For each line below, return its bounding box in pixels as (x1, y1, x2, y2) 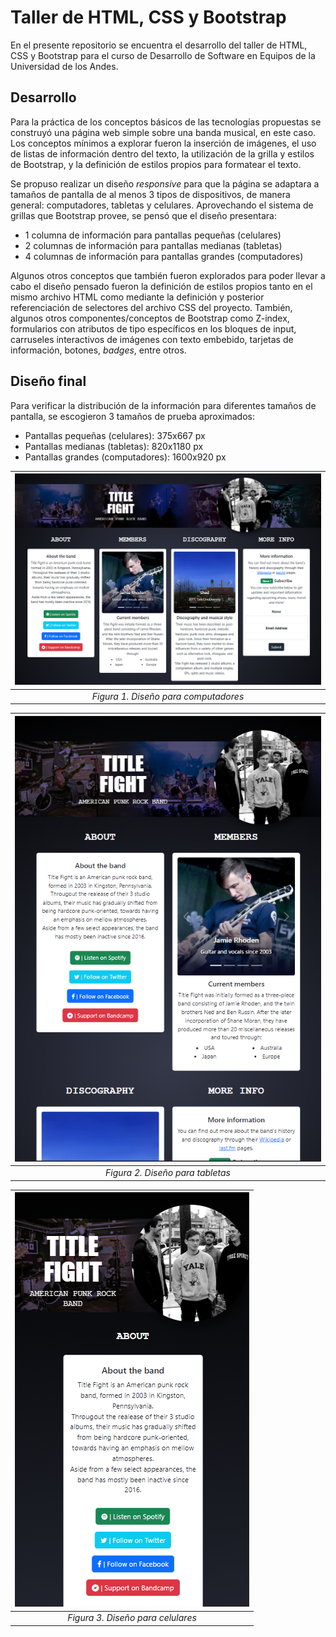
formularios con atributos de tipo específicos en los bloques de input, (10, 322, 297, 335)
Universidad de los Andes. (10, 60, 119, 72)
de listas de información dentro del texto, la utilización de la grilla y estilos (10, 147, 315, 160)
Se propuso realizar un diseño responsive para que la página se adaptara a (10, 177, 320, 190)
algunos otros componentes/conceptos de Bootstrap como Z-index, (10, 312, 290, 324)
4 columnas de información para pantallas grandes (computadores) (24, 250, 304, 262)
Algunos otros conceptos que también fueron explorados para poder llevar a (10, 269, 326, 281)
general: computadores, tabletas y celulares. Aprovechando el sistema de (10, 199, 314, 211)
